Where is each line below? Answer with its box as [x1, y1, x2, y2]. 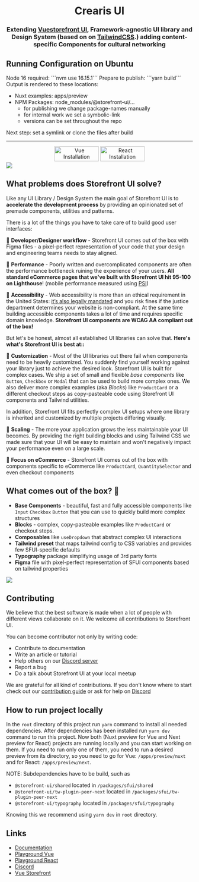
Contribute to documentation [14, 645, 86, 652]
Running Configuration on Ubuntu [6, 58, 134, 69]
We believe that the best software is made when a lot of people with [6, 609, 172, 616]
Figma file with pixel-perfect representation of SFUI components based [14, 559, 190, 566]
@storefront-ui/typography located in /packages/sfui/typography [14, 799, 175, 807]
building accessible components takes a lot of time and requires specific [6, 310, 183, 317]
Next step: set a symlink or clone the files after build [6, 129, 133, 136]
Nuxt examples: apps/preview [14, 92, 88, 99]
